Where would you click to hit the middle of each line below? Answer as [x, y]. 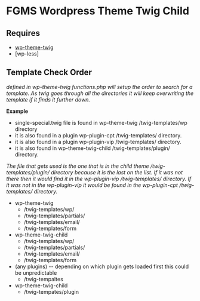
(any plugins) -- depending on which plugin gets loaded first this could [102, 266]
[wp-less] [27, 54]
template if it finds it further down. [48, 99]
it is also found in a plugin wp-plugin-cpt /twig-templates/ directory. [98, 135]
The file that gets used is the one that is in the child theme [78, 166]
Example [17, 111]
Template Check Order [49, 73]
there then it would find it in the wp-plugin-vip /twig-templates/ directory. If [99, 179]
